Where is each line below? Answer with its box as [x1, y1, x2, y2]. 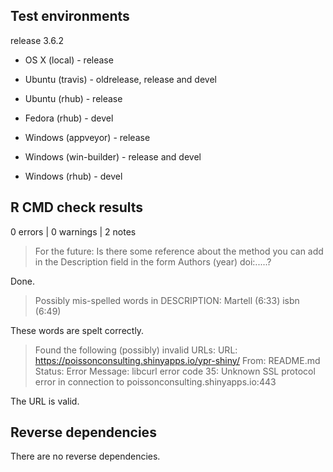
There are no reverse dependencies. [10, 450, 161, 463]
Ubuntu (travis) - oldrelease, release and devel [24, 73, 217, 85]
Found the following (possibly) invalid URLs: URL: [34, 344, 238, 356]
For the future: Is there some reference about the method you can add [34, 245, 324, 257]
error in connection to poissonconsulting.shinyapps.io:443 [34, 375, 277, 388]
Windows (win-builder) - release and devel [24, 150, 202, 163]
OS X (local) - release [24, 54, 114, 66]
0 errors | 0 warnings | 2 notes [10, 225, 137, 238]
